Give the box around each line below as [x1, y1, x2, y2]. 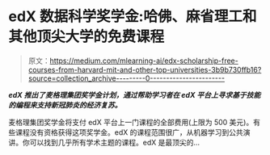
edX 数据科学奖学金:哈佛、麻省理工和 [8, 7, 257, 26]
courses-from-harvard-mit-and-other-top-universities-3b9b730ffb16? [27, 65, 262, 74]
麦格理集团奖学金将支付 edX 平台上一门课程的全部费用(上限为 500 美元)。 [8, 117, 254, 127]
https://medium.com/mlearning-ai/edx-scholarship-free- [49, 56, 238, 65]
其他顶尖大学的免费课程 [8, 27, 165, 46]
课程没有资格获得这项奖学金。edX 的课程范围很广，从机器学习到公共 [15, 127, 244, 137]
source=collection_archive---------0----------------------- [27, 73, 225, 83]
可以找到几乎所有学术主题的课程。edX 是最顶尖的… [29, 137, 200, 147]
